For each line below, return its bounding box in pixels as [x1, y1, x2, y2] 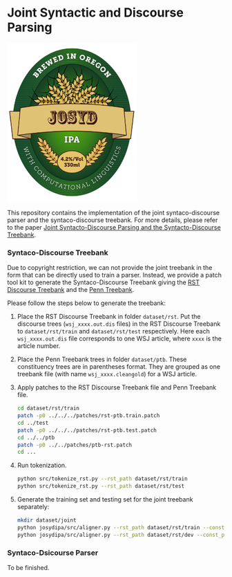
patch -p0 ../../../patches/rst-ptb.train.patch [17, 412, 160, 419]
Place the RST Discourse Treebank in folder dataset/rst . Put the [17, 313, 201, 321]
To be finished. [7, 564, 50, 572]
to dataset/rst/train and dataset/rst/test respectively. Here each [17, 327, 211, 336]
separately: [17, 503, 50, 511]
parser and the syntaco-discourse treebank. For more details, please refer [7, 216, 218, 224]
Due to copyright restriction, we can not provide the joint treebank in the [7, 264, 213, 272]
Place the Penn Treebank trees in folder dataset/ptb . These [17, 355, 187, 364]
